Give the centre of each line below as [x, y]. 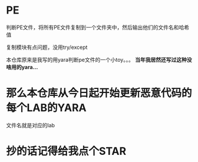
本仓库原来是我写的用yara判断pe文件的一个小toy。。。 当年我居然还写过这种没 [99, 59]
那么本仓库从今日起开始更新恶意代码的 [99, 93]
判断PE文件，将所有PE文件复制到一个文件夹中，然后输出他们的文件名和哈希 [98, 27]
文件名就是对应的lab [30, 125]
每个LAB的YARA [46, 108]
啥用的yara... [22, 67]
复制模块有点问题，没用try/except [47, 47]
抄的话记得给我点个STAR [66, 151]
